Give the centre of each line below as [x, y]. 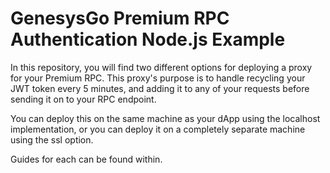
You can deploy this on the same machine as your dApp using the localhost [165, 118]
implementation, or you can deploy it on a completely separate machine [158, 129]
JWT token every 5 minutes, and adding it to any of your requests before [160, 88]
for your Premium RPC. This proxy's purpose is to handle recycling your [158, 78]
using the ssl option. [52, 139]
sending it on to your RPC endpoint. [83, 99]
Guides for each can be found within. [86, 159]
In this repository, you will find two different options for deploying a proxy [161, 67]
